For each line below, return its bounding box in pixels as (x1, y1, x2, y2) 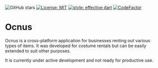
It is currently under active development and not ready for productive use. (5, 57, 154, 63)
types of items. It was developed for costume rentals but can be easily (5, 43, 146, 49)
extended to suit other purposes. (5, 48, 71, 53)
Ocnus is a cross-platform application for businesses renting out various (5, 37, 150, 43)
